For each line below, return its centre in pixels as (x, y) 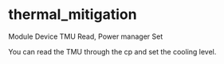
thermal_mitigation (73, 15)
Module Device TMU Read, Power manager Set (86, 36)
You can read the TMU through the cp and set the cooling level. (112, 51)
